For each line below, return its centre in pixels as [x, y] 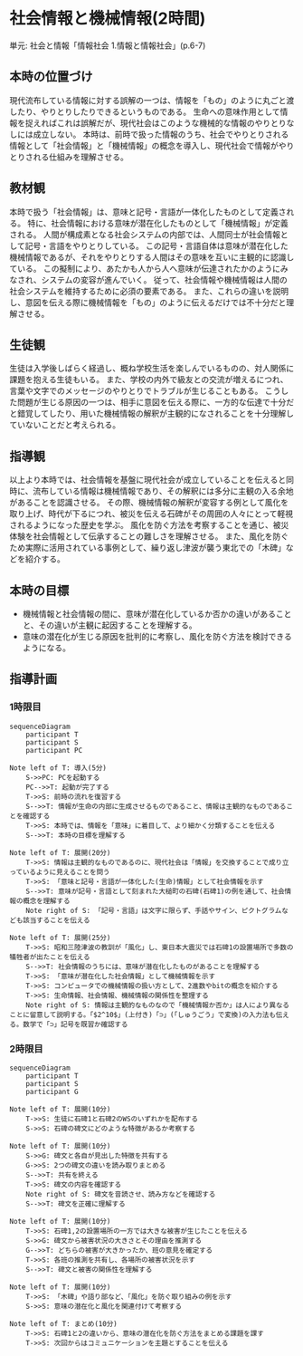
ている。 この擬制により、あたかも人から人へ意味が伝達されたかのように [145, 268]
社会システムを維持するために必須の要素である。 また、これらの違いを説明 [149, 291]
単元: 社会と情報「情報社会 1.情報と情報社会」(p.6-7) [108, 45]
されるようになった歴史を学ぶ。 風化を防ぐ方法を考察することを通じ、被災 [149, 525]
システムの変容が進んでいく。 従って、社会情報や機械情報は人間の [164, 279]
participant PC [54, 750]
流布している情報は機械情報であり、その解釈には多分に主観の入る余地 [163, 491]
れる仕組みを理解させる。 [80, 157]
